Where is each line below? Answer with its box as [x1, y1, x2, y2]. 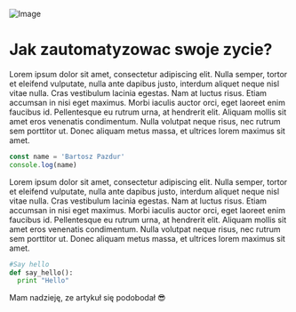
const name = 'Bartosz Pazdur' [9, 152, 125, 161]
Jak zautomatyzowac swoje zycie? [9, 40, 273, 60]
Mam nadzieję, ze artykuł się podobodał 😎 [9, 292, 166, 303]
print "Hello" [17, 276, 69, 285]
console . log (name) [9, 160, 77, 169]
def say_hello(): [9, 268, 74, 277]
